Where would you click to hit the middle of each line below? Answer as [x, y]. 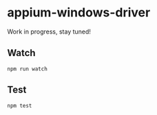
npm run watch [28, 69]
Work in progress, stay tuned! [49, 31]
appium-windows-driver [79, 13]
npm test [20, 105]
